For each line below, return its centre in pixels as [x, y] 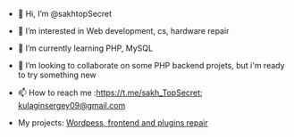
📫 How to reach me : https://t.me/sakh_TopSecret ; [110, 93]
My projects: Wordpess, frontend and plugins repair [113, 123]
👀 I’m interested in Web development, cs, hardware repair [123, 31]
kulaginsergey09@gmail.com [71, 105]
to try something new [57, 75]
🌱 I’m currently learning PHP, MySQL [85, 48]
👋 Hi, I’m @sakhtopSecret [65, 14]
